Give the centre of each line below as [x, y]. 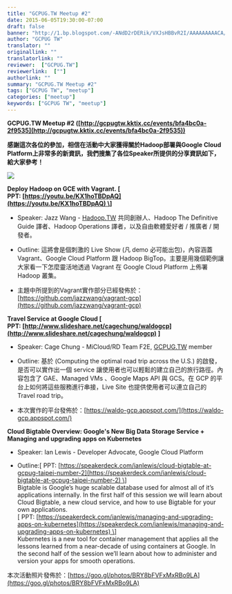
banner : [18, 33]
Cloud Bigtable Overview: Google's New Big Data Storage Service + [106, 431]
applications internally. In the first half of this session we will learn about [120, 495]
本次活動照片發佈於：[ [39, 575]
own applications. [42, 509]
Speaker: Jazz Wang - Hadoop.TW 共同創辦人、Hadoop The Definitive [117, 218]
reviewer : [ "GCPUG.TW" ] [43, 65]
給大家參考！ [25, 162]
